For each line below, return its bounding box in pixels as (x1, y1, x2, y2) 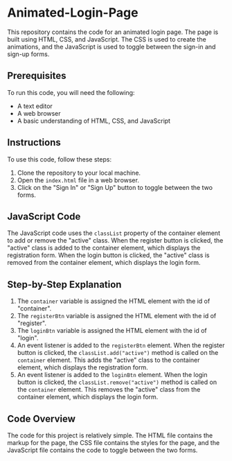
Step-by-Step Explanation (7, 279, 122, 290)
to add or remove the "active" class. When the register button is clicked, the (7, 236, 224, 245)
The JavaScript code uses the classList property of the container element (7, 229, 220, 237)
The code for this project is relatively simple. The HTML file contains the (7, 431, 213, 440)
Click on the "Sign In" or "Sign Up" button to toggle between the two (17, 183, 213, 191)
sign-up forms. (7, 50, 50, 58)
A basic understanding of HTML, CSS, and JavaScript (17, 116, 171, 125)
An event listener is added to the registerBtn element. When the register (17, 341, 225, 349)
